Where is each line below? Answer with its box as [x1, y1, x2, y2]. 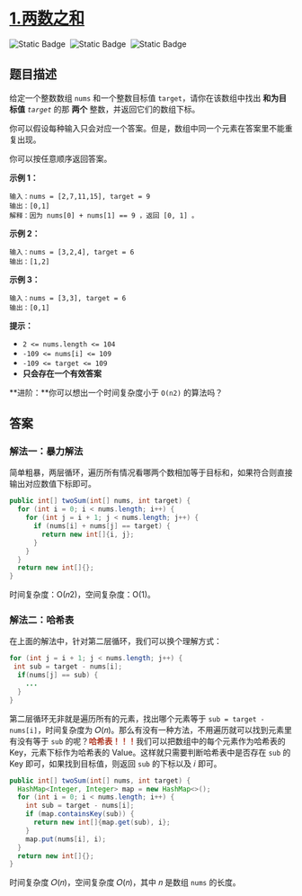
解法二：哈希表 [9, 614, 75, 626]
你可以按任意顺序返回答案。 [9, 153, 112, 164]
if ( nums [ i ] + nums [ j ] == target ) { [32, 522, 171, 531]
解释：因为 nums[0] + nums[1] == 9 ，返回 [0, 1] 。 [9, 211, 200, 220]
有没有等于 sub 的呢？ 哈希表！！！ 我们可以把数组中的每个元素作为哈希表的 [9, 735, 286, 747]
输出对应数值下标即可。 [9, 479, 96, 489]
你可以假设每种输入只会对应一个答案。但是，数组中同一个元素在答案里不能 [9, 122, 285, 133]
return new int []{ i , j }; [41, 530, 135, 539]
